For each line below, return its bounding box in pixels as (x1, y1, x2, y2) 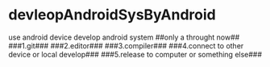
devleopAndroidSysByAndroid (8, 6, 216, 24)
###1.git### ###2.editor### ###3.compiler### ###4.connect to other (8, 40, 244, 50)
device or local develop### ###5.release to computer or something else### (8, 49, 263, 59)
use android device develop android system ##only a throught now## (8, 32, 240, 42)
